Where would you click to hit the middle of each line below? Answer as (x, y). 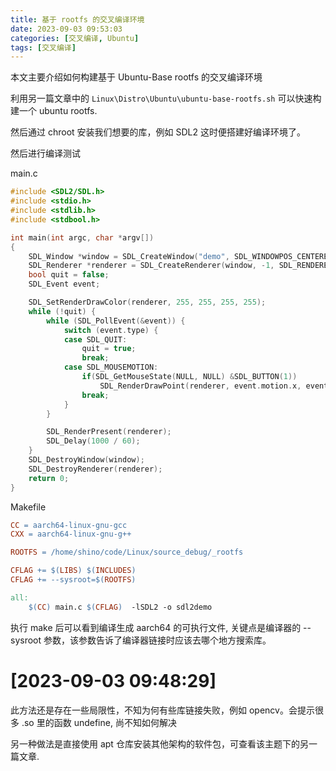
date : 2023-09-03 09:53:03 (66, 29)
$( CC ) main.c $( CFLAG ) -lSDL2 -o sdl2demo (120, 607)
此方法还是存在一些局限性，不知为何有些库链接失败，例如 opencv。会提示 (162, 710)
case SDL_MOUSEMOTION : (111, 367)
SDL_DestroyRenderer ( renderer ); (95, 469)
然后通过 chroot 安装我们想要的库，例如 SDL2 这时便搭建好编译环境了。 (158, 132)
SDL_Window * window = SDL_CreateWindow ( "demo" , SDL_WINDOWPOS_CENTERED (180, 256)
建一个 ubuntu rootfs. (54, 111)
